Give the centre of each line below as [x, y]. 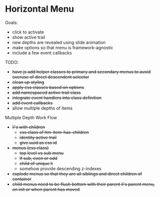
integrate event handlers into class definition [57, 98]
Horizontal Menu [40, 9]
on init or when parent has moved [46, 189]
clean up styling [28, 82]
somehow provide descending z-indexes [60, 168]
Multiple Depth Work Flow [31, 117]
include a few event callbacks [42, 53]
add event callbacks [32, 103]
